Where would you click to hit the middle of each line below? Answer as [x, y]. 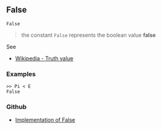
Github [17, 107]
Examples [21, 74]
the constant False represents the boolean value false [88, 35]
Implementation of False [45, 120]
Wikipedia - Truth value [44, 58]
